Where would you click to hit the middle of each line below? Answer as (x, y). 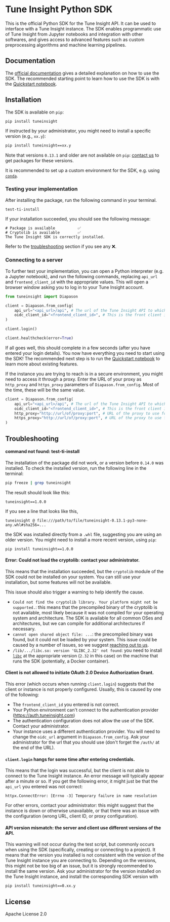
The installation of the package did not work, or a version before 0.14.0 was (84, 463)
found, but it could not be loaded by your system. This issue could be (85, 639)
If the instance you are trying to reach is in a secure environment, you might (84, 374)
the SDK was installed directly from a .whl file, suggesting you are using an (83, 534)
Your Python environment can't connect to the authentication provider (86, 710)
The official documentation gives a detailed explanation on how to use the (82, 73)
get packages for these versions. (40, 161)
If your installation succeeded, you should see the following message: (78, 219)
